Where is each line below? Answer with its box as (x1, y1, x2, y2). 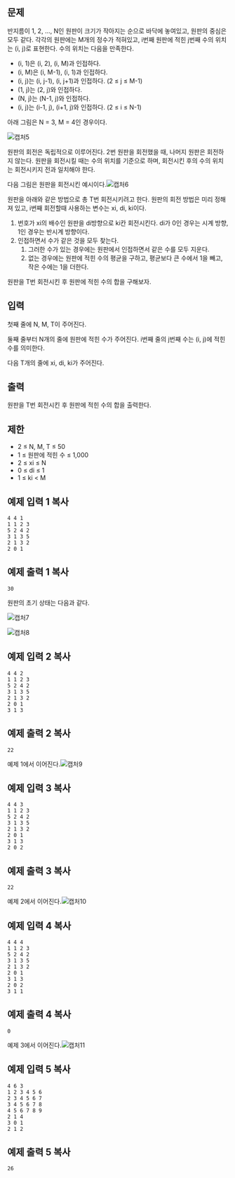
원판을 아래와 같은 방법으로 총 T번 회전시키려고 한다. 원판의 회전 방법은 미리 (7, 195, 213, 203)
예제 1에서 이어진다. (7, 760, 61, 768)
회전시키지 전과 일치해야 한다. (14, 165, 96, 173)
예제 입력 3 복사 (7, 782, 72, 794)
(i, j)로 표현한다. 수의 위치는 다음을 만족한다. (14, 44, 135, 53)
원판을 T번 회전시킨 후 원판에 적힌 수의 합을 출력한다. (7, 401, 152, 409)
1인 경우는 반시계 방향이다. (17, 227, 90, 236)
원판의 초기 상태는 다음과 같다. (7, 598, 90, 607)
